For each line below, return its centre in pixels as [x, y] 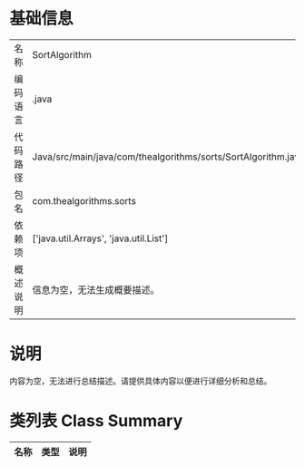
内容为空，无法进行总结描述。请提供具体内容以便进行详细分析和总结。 [141, 381]
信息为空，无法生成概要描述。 [96, 289]
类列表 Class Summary [96, 421]
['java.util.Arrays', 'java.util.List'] [100, 238]
